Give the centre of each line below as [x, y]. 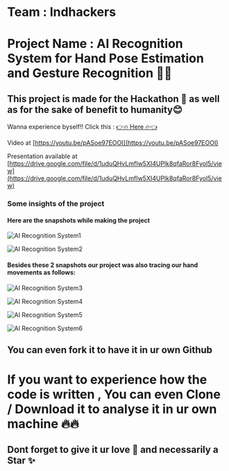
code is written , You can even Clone [114, 394]
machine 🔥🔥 [43, 424]
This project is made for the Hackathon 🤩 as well [113, 99]
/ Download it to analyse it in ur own [112, 409]
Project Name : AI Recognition [95, 44]
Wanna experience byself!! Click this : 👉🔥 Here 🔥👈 [82, 127]
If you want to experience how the [107, 380]
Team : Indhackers [62, 12]
